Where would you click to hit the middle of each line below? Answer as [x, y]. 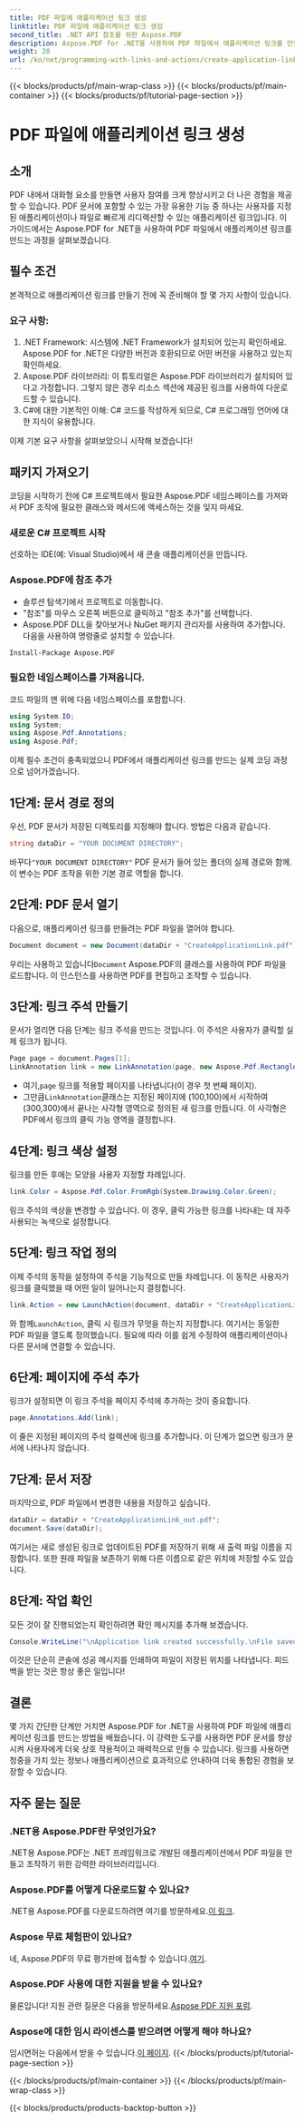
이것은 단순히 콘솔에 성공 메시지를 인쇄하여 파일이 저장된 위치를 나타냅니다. [141, 1660]
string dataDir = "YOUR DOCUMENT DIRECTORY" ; [96, 844]
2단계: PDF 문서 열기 [64, 905]
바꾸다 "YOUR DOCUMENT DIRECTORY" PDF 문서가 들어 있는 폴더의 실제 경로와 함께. [151, 862]
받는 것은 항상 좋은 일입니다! [76, 1671]
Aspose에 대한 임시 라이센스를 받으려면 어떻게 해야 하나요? [130, 2031]
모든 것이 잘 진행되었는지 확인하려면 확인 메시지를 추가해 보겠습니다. [129, 1624]
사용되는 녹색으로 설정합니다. [60, 1221]
